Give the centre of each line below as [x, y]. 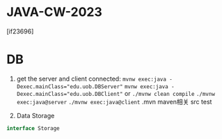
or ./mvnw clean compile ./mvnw [169, 93]
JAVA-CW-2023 [54, 12]
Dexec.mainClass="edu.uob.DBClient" [70, 94]
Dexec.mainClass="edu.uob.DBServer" [70, 87]
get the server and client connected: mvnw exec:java [91, 79]
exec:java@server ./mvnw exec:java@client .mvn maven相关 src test [114, 101]
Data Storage [35, 115]
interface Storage [33, 128]
